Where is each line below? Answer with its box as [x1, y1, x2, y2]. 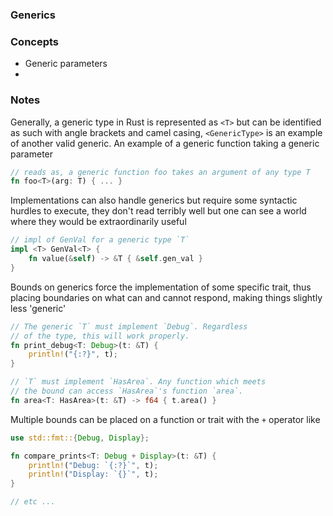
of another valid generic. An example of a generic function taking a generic [10, 137, 320, 149]
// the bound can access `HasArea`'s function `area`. [10, 386, 244, 397]
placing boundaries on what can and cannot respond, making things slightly [10, 291, 323, 303]
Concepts [10, 34, 60, 48]
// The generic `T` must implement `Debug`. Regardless [10, 321, 248, 332]
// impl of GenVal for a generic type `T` [10, 235, 190, 245]
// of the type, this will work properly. [10, 331, 190, 341]
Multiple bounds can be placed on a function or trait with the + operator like [10, 413, 321, 425]
